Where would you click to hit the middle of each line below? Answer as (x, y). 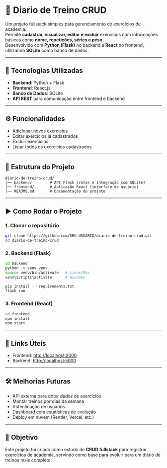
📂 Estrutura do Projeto (40, 167)
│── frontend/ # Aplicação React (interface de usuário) (72, 187)
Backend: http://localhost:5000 (44, 361)
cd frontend (17, 314)
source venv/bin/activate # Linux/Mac (48, 273)
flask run (15, 291)
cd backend (16, 264)
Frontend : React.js (31, 88)
